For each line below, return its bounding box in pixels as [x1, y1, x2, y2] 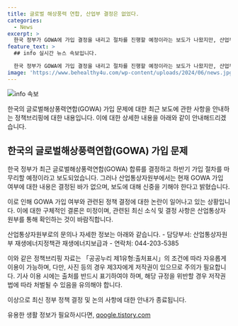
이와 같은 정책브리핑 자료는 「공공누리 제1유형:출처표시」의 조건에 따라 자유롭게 [7, 254, 227, 262]
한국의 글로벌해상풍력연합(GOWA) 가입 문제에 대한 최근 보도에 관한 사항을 [7, 104, 211, 113]
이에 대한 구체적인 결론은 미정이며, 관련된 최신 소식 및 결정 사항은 [16, 206, 196, 215]
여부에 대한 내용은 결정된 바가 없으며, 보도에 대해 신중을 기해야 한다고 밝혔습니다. [7, 182, 230, 191]
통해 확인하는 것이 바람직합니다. [25, 215, 113, 223]
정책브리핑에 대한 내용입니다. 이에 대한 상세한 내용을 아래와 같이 [14, 113, 191, 122]
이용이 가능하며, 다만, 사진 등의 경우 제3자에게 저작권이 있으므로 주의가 [7, 263, 202, 272]
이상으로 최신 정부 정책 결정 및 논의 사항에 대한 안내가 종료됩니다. [7, 296, 187, 304]
